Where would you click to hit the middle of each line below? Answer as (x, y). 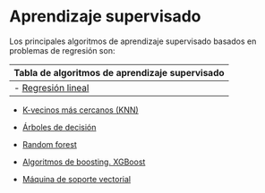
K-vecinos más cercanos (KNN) (80, 110)
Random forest (50, 144)
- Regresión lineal (51, 88)
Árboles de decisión (59, 127)
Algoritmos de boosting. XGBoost (84, 162)
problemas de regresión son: (62, 50)
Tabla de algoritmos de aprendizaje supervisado (120, 72)
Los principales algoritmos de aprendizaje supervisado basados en (133, 41)
